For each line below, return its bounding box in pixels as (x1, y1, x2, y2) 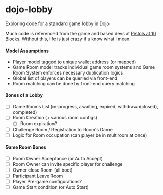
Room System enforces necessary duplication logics (12, 70, 123, 76)
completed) (12, 109, 37, 115)
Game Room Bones (5, 144, 47, 150)
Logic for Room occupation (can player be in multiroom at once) (12, 132, 147, 138)
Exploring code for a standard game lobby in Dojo (5, 20, 110, 27)
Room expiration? (20, 120, 57, 127)
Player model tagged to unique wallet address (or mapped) (12, 59, 137, 65)
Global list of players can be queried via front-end (12, 75, 118, 81)
